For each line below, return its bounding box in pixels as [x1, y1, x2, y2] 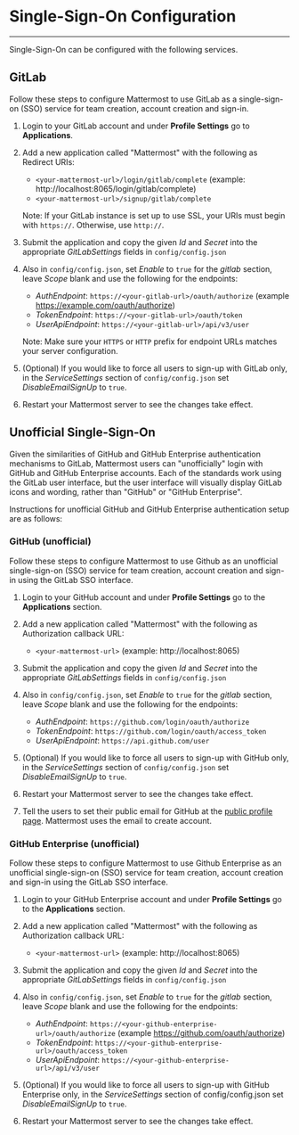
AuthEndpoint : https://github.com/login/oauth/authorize [35, 716, 250, 727]
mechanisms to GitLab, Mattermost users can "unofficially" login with [9, 457, 263, 469]
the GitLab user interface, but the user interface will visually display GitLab [9, 477, 283, 488]
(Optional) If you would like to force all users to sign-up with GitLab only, [21, 363, 287, 374]
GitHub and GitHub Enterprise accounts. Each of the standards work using [9, 467, 282, 478]
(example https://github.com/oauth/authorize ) [117, 1028, 286, 1039]
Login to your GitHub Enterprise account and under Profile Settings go [21, 894, 282, 905]
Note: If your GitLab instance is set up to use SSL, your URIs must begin [21, 210, 286, 220]
